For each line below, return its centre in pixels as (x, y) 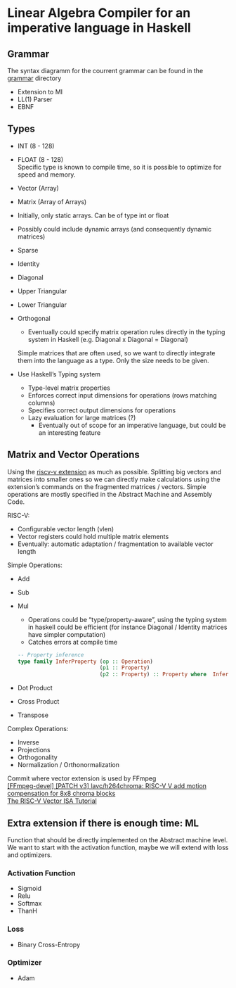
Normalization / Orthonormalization (68, 765)
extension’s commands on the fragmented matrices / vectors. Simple (107, 486)
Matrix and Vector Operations (74, 455)
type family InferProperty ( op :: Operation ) (85, 661)
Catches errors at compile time (73, 642)
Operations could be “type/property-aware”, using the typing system (127, 619)
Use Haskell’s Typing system (59, 374)
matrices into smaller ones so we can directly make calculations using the (114, 479)
